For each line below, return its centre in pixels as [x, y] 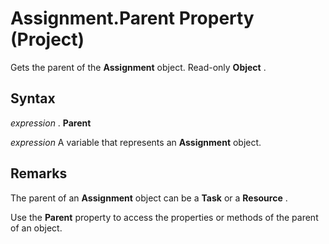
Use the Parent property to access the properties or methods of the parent [164, 217]
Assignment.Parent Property [132, 18]
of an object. [36, 228]
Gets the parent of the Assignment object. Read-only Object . [138, 67]
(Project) [47, 39]
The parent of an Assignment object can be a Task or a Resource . [149, 198]
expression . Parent [51, 123]
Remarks [39, 173]
